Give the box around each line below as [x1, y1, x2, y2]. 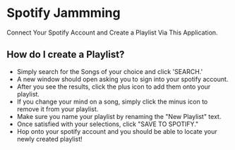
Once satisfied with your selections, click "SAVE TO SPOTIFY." [16, 120, 199, 128]
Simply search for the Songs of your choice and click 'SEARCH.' [16, 67, 203, 75]
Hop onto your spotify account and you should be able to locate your [16, 127, 217, 135]
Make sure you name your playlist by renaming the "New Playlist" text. [16, 112, 222, 120]
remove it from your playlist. [16, 104, 99, 113]
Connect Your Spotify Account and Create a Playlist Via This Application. [6, 28, 218, 37]
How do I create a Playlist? [6, 49, 125, 61]
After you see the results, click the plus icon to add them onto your [16, 82, 211, 91]
